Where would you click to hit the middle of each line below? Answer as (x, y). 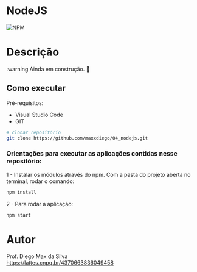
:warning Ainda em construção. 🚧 (48, 69)
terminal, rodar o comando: (40, 181)
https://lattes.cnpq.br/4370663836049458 (60, 263)
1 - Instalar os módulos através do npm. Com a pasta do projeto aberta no (98, 174)
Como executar (36, 88)
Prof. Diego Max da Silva (37, 256)
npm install (21, 192)
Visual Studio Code (39, 115)
